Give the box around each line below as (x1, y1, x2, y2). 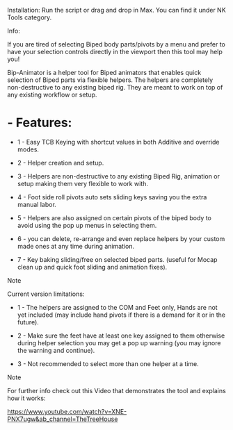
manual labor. (17, 200, 57, 208)
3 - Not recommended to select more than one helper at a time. (17, 359, 200, 367)
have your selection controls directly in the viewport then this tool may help (7, 48, 223, 56)
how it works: (7, 394, 46, 402)
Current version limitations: (7, 290, 85, 298)
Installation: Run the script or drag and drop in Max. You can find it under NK (7, 6, 226, 14)
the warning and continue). (17, 346, 95, 354)
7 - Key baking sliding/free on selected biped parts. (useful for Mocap (17, 255, 218, 263)
